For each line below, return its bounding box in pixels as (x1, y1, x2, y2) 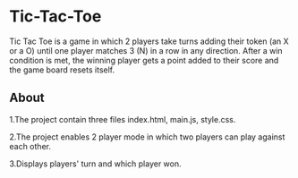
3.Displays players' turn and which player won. (9, 158, 182, 169)
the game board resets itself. (9, 64, 115, 75)
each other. (9, 140, 52, 151)
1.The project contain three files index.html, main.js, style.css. (9, 114, 236, 124)
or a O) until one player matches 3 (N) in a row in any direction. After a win (9, 45, 284, 55)
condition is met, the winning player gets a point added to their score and (9, 55, 279, 65)
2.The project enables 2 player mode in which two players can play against (9, 131, 285, 142)
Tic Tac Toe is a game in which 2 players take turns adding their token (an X (9, 36, 289, 47)
